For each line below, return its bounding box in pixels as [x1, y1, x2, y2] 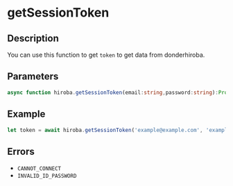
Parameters [7, 71, 59, 82]
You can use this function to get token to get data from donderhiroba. [7, 50, 205, 59]
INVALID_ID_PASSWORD [17, 173, 77, 180]
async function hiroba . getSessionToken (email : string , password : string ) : [7, 89, 218, 96]
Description [7, 32, 59, 44]
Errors [7, 145, 35, 157]
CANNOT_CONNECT [17, 165, 62, 172]
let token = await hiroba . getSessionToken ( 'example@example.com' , [7, 127, 203, 133]
